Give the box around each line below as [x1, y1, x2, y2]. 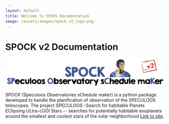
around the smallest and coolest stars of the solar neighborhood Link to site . [5, 113, 164, 119]
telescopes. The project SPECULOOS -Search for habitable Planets [5, 102, 145, 108]
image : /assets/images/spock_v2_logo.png [5, 19, 94, 24]
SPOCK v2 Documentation [5, 41, 118, 52]
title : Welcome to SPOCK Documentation [5, 13, 90, 19]
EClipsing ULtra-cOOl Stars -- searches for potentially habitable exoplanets [5, 108, 162, 114]
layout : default [5, 8, 39, 13]
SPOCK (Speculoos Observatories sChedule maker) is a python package [5, 92, 157, 98]
